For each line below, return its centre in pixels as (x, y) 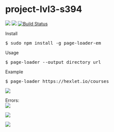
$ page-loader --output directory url (53, 62)
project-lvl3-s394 (44, 9)
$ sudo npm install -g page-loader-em (53, 43)
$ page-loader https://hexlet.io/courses (57, 81)
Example (14, 72)
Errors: (12, 100)
